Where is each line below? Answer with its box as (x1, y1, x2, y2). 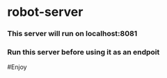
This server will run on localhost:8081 (7, 29, 138, 39)
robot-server (7, 4, 83, 20)
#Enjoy (7, 63, 27, 71)
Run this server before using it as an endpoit (7, 48, 160, 57)
